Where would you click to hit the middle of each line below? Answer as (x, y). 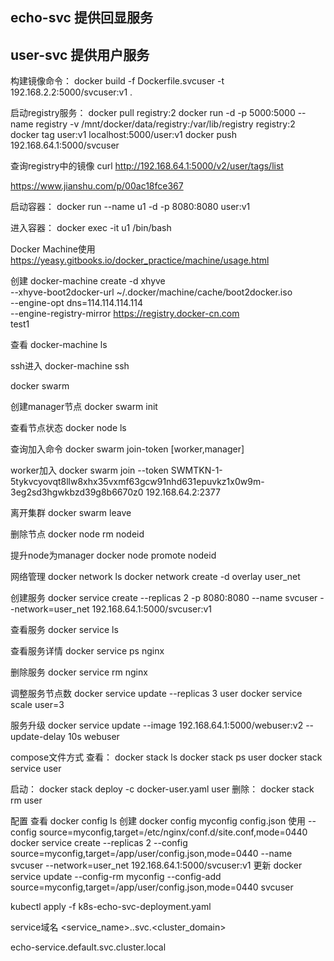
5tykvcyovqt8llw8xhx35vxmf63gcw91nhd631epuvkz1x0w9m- (137, 482)
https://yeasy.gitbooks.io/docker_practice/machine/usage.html (140, 260)
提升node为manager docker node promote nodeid (113, 555)
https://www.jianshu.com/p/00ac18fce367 (97, 186)
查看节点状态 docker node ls (68, 428)
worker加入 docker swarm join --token (89, 470)
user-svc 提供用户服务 (80, 54)
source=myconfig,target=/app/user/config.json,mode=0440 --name (151, 854)
